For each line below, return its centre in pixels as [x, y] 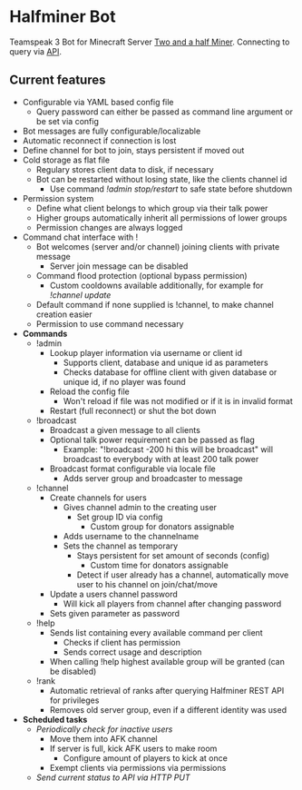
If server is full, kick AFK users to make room [133, 748]
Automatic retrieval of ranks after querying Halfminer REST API [167, 690]
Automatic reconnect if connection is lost [99, 140]
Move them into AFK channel [104, 738]
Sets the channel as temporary [121, 546]
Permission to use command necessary [110, 323]
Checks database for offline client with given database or [170, 372]
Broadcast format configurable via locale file [132, 469]
